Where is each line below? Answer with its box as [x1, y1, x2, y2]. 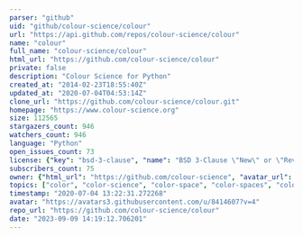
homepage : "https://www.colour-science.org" [9, 105, 179, 114]
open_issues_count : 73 [9, 147, 95, 156]
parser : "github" [9, 13, 75, 23]
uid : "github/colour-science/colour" [9, 22, 151, 31]
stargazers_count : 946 [9, 123, 95, 132]
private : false [9, 64, 67, 73]
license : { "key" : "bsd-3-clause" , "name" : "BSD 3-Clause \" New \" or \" [9, 155, 284, 165]
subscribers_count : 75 [9, 164, 95, 173]
